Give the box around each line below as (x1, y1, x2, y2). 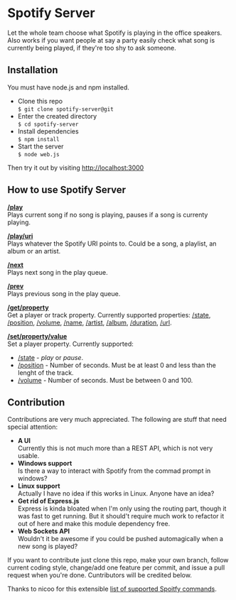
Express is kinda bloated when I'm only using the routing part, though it (17, 504, 227, 513)
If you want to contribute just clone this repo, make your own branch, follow (7, 556, 229, 564)
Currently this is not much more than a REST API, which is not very (17, 444, 213, 452)
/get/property (7, 303, 49, 312)
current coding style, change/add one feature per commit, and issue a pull (7, 563, 225, 572)
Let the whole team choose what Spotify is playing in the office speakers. (7, 28, 222, 37)
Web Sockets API (17, 527, 70, 535)
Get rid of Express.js (17, 497, 80, 506)
